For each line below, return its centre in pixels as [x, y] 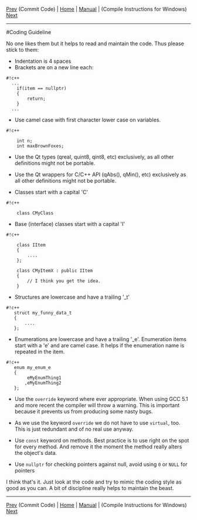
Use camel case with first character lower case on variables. [88, 120]
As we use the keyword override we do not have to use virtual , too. [97, 423]
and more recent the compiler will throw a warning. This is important [97, 405]
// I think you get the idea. [64, 281]
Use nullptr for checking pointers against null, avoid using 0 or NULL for [101, 464]
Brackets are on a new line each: [54, 67]
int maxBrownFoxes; [40, 146]
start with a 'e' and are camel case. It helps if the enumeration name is [99, 345]
